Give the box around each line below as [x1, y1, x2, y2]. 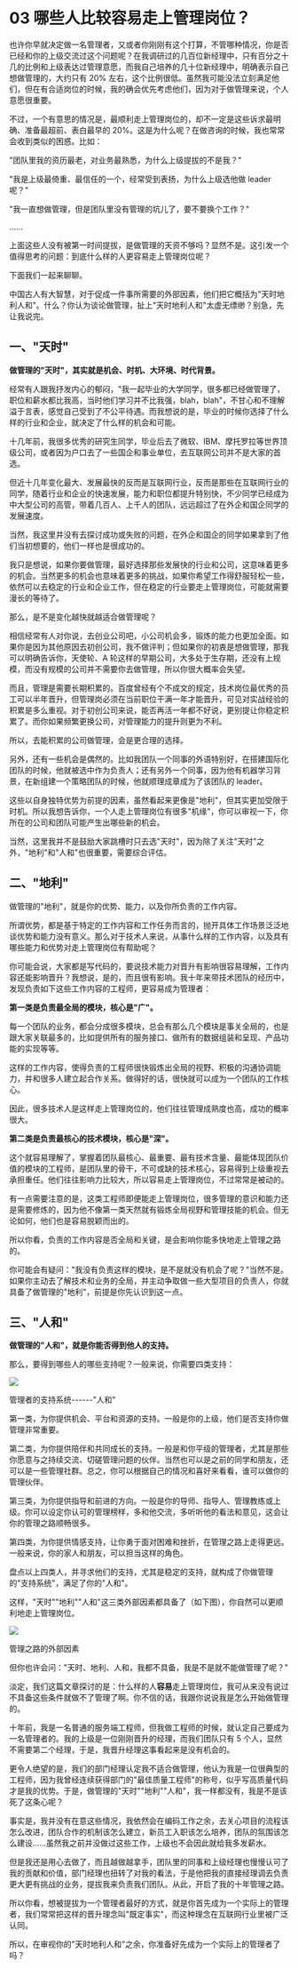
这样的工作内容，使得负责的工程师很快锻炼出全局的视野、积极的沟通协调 [9, 1061, 273, 1072]
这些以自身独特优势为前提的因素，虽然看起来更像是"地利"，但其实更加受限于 [9, 795, 289, 805]
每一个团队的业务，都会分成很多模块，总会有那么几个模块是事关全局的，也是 [9, 1021, 289, 1031]
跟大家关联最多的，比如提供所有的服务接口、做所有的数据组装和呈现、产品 [9, 1032, 281, 1043]
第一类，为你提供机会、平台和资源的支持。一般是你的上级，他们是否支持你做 [9, 1413, 289, 1424]
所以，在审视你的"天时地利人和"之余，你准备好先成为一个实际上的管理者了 [9, 1939, 281, 1949]
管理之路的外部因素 [9, 1644, 80, 1654]
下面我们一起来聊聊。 [9, 269, 87, 280]
